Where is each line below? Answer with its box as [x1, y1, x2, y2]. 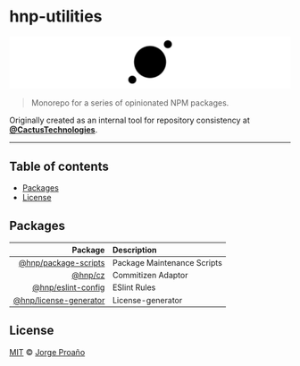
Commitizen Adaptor [112, 270, 188, 281]
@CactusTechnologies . [9, 124, 98, 135]
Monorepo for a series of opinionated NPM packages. [30, 98, 229, 108]
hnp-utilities [9, 6, 103, 27]
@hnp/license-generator [12, 294, 105, 305]
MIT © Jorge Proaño [9, 346, 86, 357]
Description [112, 244, 158, 255]
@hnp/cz [71, 270, 105, 281]
